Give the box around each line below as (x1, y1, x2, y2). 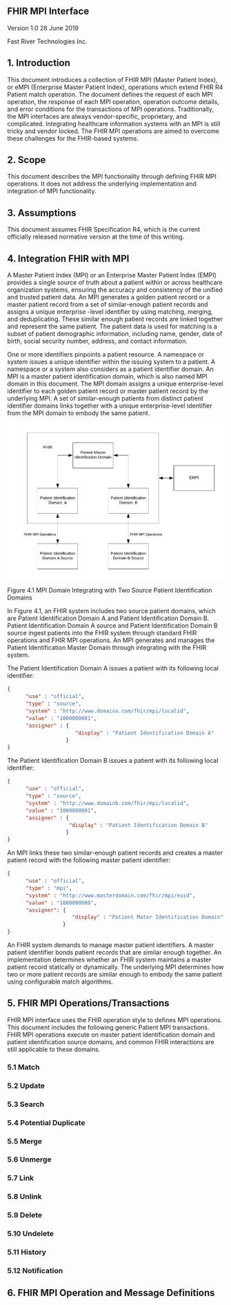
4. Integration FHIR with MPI (7, 252, 130, 264)
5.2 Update (7, 1081, 46, 1090)
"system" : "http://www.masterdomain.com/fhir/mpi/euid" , (25, 892, 196, 899)
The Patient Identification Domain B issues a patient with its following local (7, 757, 219, 765)
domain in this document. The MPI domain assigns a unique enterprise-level (7, 379, 223, 388)
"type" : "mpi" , (25, 884, 72, 892)
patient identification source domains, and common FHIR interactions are (7, 1037, 215, 1046)
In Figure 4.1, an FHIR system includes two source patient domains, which (7, 607, 216, 615)
